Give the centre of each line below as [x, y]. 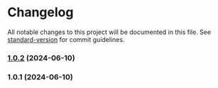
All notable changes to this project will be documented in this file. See [109, 32]
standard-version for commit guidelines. [66, 39]
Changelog [40, 12]
